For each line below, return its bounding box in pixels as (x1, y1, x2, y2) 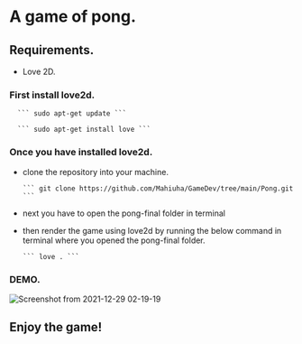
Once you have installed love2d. (9, 146, 153, 159)
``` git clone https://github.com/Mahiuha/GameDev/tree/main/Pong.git (22, 183, 294, 193)
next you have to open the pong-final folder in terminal (22, 208, 225, 218)
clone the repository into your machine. (22, 166, 169, 177)
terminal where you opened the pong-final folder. (22, 235, 206, 246)
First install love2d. (9, 88, 96, 101)
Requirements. (9, 42, 95, 58)
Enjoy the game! (9, 320, 103, 335)
